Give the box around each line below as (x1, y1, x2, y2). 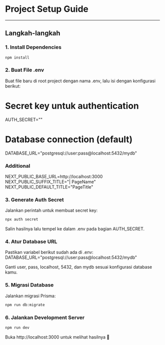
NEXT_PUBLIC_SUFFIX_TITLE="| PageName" (5, 179, 96, 185)
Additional (5, 162, 30, 169)
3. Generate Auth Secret (5, 196, 64, 203)
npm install (5, 55, 29, 60)
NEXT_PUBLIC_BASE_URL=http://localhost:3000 (5, 173, 103, 179)
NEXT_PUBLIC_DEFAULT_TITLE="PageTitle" (5, 184, 93, 190)
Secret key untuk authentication (5, 100, 139, 111)
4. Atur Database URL (5, 238, 57, 245)
